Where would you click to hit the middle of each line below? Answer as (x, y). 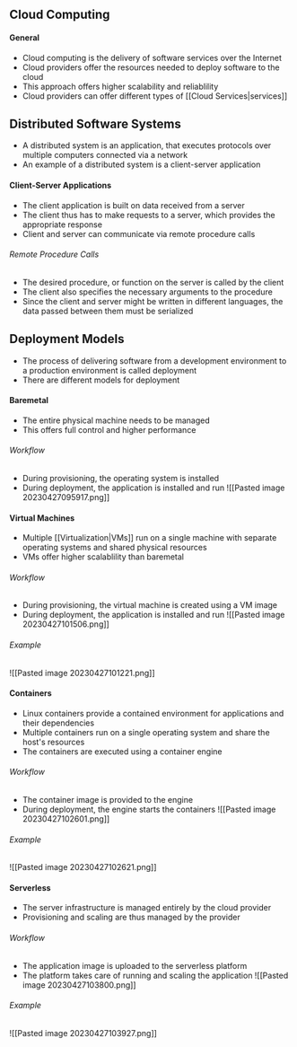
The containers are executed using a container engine (122, 751)
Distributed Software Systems (96, 123)
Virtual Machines (42, 518)
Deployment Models (67, 339)
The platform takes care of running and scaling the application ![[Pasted (155, 975)
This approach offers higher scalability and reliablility (120, 86)
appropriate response (62, 224)
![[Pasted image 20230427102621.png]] (83, 867)
